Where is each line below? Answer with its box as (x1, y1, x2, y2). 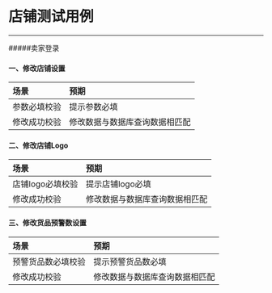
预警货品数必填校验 (12, 256, 87, 267)
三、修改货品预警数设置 (8, 217, 87, 227)
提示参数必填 (69, 102, 119, 113)
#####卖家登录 (8, 43, 60, 52)
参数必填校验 (12, 102, 62, 113)
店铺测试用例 (8, 7, 95, 26)
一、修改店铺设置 (8, 63, 66, 73)
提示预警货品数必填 (93, 256, 168, 267)
